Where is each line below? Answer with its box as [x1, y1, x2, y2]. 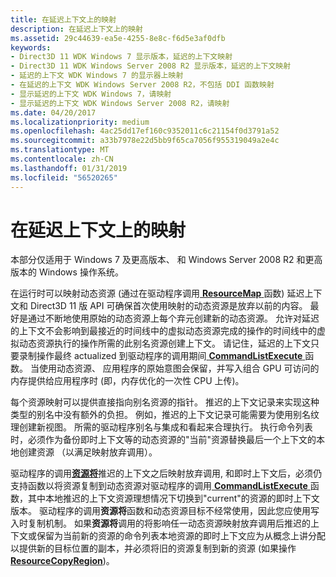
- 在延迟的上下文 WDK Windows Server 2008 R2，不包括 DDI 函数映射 [10, 80, 275, 90]
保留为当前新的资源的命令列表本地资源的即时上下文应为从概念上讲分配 [36, 530, 326, 542]
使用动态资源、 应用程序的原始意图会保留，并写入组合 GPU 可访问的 [38, 362, 320, 375]
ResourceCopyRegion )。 [10, 555, 115, 567]
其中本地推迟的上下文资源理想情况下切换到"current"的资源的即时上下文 [27, 492, 320, 505]
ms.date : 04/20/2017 [10, 107, 97, 118]
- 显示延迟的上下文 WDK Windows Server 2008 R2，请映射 [10, 98, 230, 108]
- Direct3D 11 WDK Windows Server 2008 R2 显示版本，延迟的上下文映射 [10, 61, 292, 71]
